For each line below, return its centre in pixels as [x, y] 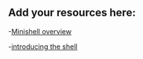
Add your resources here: [72, 13]
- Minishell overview [40, 31]
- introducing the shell [43, 47]
